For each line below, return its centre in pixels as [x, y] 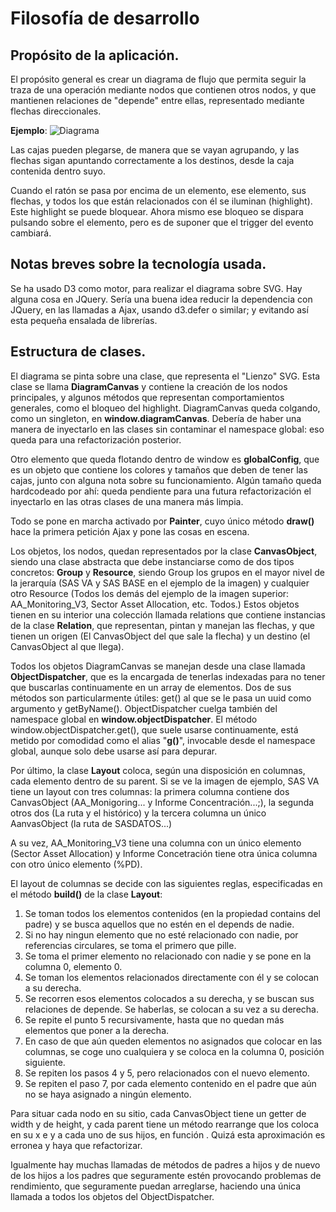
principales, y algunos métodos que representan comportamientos [147, 397]
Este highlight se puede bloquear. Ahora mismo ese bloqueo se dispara [157, 211]
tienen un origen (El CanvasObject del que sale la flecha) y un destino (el [160, 636]
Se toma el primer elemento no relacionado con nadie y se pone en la [168, 956]
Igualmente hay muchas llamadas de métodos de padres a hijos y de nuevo [165, 1164]
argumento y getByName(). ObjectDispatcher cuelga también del [144, 708]
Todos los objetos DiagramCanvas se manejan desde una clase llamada [158, 666]
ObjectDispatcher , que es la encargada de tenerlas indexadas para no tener [168, 676]
